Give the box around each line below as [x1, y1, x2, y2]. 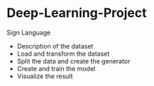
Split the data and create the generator [16, 56, 131, 65]
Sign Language [6, 28, 51, 37]
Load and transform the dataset [16, 49, 110, 58]
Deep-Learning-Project [6, 5, 147, 21]
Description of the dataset [16, 42, 94, 50]
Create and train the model [16, 64, 96, 73]
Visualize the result [16, 72, 73, 80]
